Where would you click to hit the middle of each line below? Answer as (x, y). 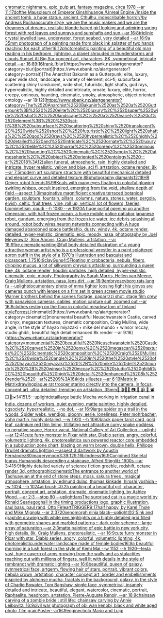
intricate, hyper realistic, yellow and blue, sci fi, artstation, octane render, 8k (81, 167)
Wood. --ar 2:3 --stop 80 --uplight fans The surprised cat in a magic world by (81, 497)
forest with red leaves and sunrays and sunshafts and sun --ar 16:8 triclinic (79, 33)
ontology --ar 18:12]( (25, 100)
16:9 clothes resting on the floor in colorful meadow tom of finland (70, 307)
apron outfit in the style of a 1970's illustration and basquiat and (68, 255)
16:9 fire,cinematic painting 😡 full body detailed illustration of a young (73, 245)
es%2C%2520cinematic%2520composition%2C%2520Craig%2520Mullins (81, 353)
